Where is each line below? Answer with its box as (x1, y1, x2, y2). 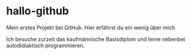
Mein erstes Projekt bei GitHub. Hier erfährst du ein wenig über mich (6, 24, 175, 31)
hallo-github (6, 4, 69, 18)
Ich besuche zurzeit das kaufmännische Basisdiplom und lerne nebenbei (6, 35, 186, 42)
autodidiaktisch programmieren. (6, 42, 85, 49)
